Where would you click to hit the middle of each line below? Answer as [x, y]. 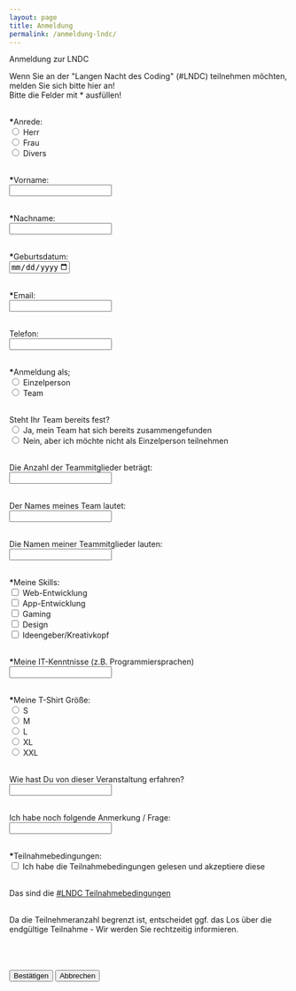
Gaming [36, 614]
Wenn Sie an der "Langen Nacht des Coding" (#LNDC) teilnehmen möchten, [148, 76]
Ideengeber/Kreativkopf [66, 635]
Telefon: [24, 333]
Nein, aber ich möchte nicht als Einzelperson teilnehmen [125, 440]
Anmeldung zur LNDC [49, 59]
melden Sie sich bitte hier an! [62, 86]
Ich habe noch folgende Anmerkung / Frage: [90, 817]
